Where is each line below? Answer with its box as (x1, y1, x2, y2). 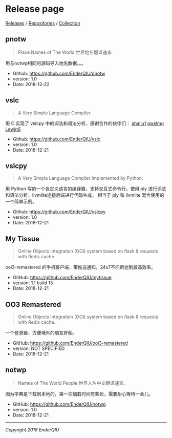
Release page (5, 3, 64, 15)
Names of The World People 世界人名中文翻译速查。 (17, 380, 128, 386)
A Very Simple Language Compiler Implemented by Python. (17, 175, 143, 181)
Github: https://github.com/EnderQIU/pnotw (12, 70, 105, 76)
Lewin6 (5, 126, 21, 132)
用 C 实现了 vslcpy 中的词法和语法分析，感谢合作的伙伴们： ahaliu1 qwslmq (5, 120, 164, 126)
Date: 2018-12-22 (12, 81, 50, 87)
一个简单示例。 (5, 198, 37, 205)
